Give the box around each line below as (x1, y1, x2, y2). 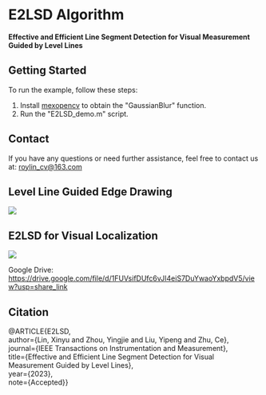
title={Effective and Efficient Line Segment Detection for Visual (8, 352, 214, 361)
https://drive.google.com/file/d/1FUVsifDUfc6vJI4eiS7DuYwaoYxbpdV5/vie (8, 273, 256, 283)
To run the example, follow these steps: (8, 85, 138, 94)
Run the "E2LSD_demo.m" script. (19, 109, 129, 118)
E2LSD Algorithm (8, 6, 125, 24)
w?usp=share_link (8, 282, 68, 292)
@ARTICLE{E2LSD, (8, 326, 71, 336)
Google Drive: (8, 265, 54, 275)
